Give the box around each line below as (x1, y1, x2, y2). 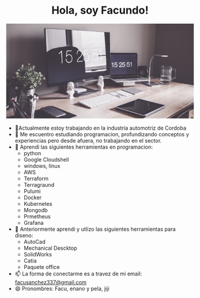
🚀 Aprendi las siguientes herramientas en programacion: (14, 143, 153, 150)
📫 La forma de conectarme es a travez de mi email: (14, 270, 142, 277)
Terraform (23, 175, 49, 182)
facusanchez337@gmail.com (14, 279, 87, 286)
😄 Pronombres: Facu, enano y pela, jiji (14, 285, 110, 292)
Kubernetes (23, 200, 52, 208)
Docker (23, 194, 42, 201)
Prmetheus (23, 213, 51, 220)
